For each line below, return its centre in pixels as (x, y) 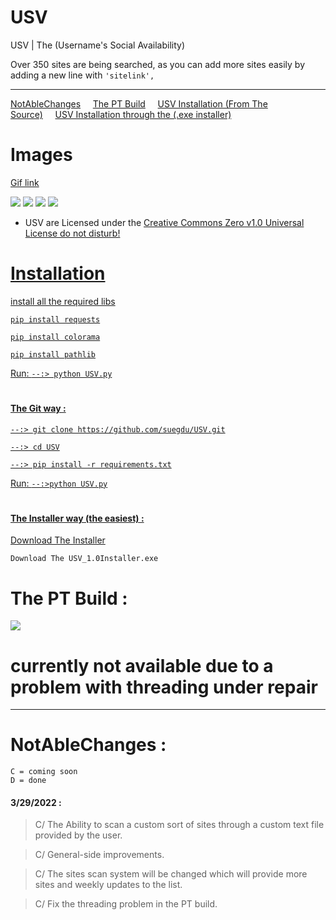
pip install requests (55, 319)
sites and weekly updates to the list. (108, 885)
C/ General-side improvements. (99, 855)
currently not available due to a (142, 665)
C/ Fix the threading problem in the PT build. (126, 904)
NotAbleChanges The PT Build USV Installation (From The (139, 103)
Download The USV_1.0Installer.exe (84, 559)
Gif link (25, 182)
